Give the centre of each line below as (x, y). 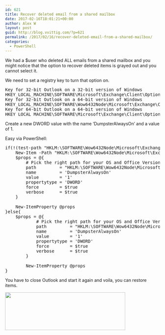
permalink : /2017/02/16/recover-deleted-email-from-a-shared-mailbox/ (79, 37)
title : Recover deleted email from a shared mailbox (60, 14)
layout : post (18, 28)
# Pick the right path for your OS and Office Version (93, 162)
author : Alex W (21, 23)
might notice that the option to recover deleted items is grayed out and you (81, 65)
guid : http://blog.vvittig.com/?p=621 (45, 32)
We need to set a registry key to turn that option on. (57, 80)
